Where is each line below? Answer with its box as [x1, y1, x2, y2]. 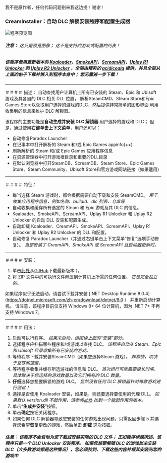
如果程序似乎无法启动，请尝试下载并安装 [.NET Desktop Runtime [5, 290, 137, 297]
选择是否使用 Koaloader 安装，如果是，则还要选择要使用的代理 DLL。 [12, 390, 154, 396]
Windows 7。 [14, 309, 42, 315]
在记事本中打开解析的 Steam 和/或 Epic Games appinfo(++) [12, 141, 133, 148]
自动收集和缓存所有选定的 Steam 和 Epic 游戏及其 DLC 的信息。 [12, 204, 142, 210]
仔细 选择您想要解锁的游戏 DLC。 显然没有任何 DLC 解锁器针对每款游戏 [12, 378, 157, 384]
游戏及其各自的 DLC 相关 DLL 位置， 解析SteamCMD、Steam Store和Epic [5, 95, 155, 101]
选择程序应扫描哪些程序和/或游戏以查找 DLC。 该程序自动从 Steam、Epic [12, 341, 162, 347]
